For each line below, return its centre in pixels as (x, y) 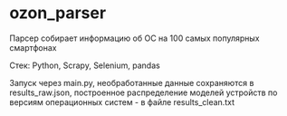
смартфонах (33, 47)
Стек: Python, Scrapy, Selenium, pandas (85, 65)
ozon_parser (58, 13)
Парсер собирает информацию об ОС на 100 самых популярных (134, 38)
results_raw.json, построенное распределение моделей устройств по (143, 92)
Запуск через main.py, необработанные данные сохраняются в (132, 82)
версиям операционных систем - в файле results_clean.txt (122, 101)
